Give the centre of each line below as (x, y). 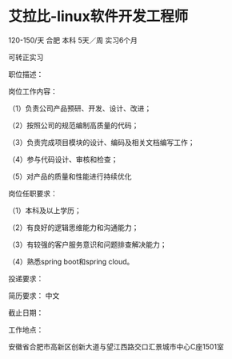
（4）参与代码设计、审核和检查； (63, 159)
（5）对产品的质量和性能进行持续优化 (70, 176)
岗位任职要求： (33, 193)
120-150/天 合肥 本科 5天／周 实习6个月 (73, 40)
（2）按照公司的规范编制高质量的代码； (74, 125)
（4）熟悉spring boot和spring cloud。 (71, 261)
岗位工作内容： (33, 91)
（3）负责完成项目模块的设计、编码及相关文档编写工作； (102, 142)
